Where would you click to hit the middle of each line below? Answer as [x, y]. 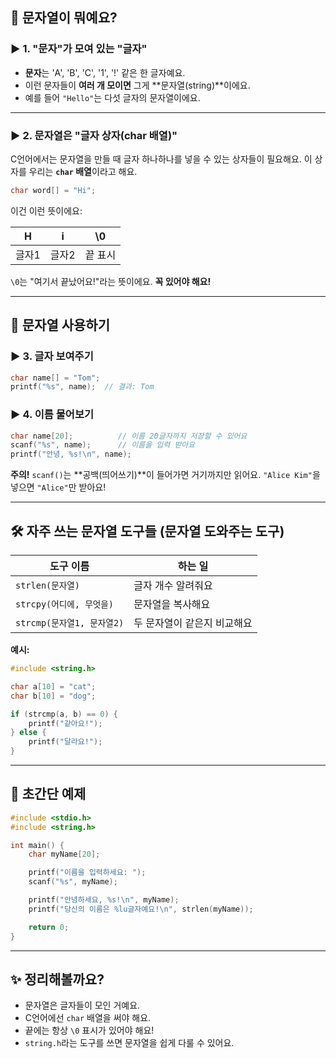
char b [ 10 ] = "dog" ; [53, 696]
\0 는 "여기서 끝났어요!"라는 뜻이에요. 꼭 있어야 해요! [111, 281]
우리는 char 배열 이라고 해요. [83, 171]
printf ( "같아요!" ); [65, 723]
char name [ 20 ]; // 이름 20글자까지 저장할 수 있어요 [129, 436]
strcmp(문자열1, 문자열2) [70, 623]
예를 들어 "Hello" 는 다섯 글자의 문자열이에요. [112, 97]
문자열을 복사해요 [172, 605]
